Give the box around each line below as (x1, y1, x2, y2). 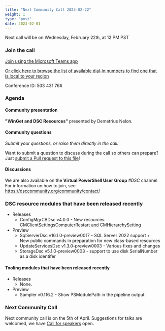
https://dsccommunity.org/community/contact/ (5, 188, 100, 194)
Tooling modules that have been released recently (5, 265, 110, 271)
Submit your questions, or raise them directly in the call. (5, 140, 119, 146)
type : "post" (5, 16, 32, 21)
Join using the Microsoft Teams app (5, 58, 78, 64)
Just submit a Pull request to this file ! (5, 155, 80, 161)
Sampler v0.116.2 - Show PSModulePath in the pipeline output (19, 291, 145, 297)
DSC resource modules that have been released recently (5, 201, 143, 207)
